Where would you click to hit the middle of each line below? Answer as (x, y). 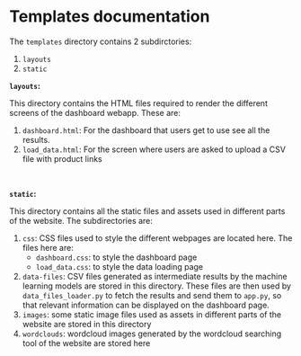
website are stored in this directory (87, 324)
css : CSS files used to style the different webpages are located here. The (157, 238)
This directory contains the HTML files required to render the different (138, 103)
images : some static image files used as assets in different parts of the (151, 314)
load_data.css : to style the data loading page (120, 266)
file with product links (62, 158)
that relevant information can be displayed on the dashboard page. (146, 305)
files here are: (48, 247)
